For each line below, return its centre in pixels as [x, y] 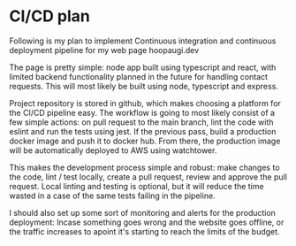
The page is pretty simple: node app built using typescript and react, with [143, 67]
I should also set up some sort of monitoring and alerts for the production [143, 212]
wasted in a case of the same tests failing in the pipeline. [112, 196]
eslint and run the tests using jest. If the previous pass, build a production [143, 131]
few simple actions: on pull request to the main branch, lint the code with [141, 122]
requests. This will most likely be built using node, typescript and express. [144, 86]
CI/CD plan [49, 16]
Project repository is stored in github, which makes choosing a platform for [145, 103]
